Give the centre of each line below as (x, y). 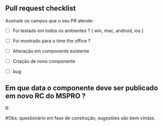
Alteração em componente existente (51, 51)
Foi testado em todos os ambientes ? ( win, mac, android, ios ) (78, 31)
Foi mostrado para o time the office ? (51, 41)
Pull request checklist (41, 8)
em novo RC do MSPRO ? (45, 96)
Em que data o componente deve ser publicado (82, 88)
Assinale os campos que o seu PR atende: (50, 20)
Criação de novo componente (44, 61)
